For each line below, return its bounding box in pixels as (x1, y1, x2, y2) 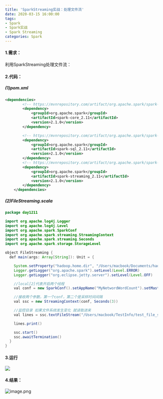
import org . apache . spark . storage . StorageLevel (5, 242, 101, 246)
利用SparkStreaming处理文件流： (5, 62, 71, 68)
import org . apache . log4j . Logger (5, 219, 70, 224)
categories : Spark (5, 35, 42, 39)
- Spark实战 (5, 25, 28, 30)
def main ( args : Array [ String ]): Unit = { (9, 255, 95, 260)
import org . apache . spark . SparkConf (5, 228, 77, 233)
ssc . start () (14, 330, 38, 335)
